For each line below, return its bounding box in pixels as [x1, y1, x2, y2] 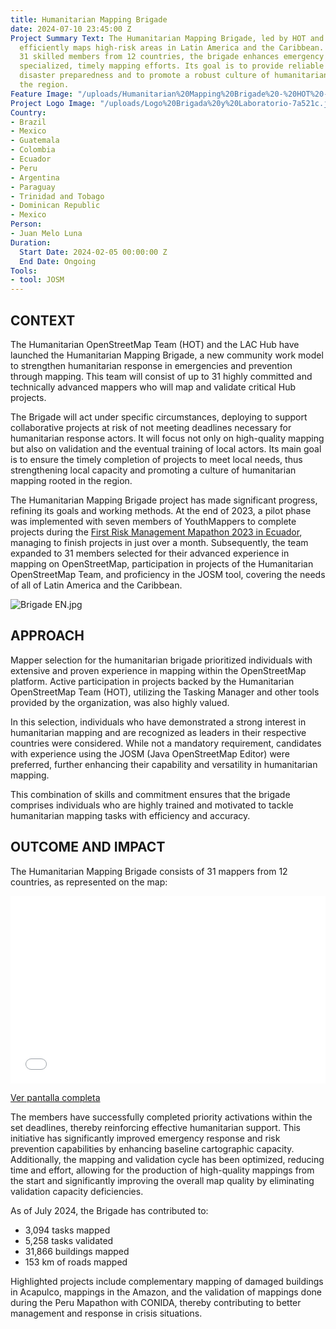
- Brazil [10, 117, 47, 127]
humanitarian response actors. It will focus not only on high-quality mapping [10, 432, 325, 444]
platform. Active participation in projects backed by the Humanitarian [10, 675, 295, 687]
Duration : [10, 237, 52, 248]
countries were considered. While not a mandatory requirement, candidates [10, 737, 322, 749]
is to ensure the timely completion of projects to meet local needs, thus [10, 453, 303, 465]
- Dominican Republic [10, 201, 101, 211]
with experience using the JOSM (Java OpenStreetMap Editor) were [10, 747, 290, 760]
